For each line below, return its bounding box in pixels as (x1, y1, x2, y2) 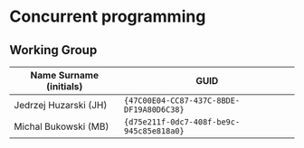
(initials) (46, 80, 83, 92)
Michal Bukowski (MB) (14, 120, 109, 133)
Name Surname (30, 69, 100, 81)
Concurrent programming (9, 6, 206, 27)
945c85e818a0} (123, 126, 185, 136)
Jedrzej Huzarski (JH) (14, 99, 108, 111)
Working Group (9, 42, 98, 58)
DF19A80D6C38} (123, 105, 185, 115)
